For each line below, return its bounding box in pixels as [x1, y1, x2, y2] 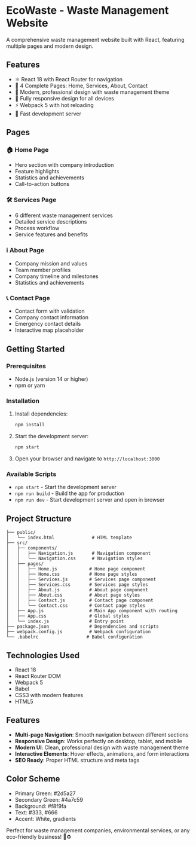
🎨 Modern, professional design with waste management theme [14, 88, 170, 96]
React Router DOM [14, 672, 62, 679]
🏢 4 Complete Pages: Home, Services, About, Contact [14, 82, 148, 89]
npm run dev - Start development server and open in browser [14, 496, 165, 503]
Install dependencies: [14, 410, 68, 417]
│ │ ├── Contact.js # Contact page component [6, 597, 154, 604]
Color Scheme [6, 774, 60, 784]
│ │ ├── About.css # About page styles [6, 592, 140, 598]
